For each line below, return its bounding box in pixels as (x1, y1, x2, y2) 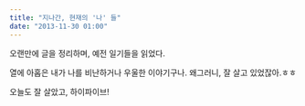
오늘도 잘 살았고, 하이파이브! (9, 86, 110, 97)
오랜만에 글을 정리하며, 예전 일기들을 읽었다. (9, 47, 166, 59)
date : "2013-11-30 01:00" (9, 22, 108, 31)
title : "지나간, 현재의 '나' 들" (9, 13, 121, 23)
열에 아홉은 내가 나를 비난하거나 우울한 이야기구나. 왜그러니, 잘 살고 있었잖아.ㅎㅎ (9, 67, 297, 78)
